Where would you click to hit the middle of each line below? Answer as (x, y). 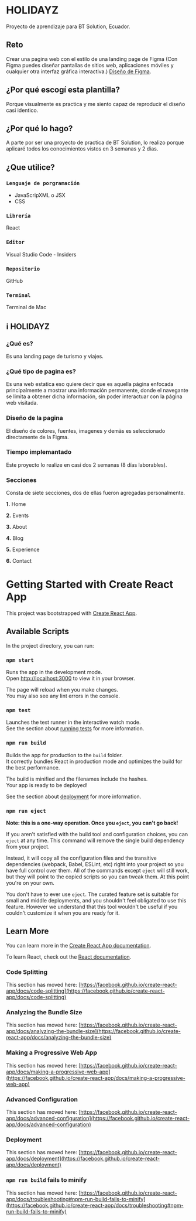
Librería (18, 216)
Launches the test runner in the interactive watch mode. (74, 722)
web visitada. (22, 403)
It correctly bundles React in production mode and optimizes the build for (94, 761)
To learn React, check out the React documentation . (69, 957)
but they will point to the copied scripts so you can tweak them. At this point (97, 877)
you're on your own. (30, 883)
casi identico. (22, 110)
